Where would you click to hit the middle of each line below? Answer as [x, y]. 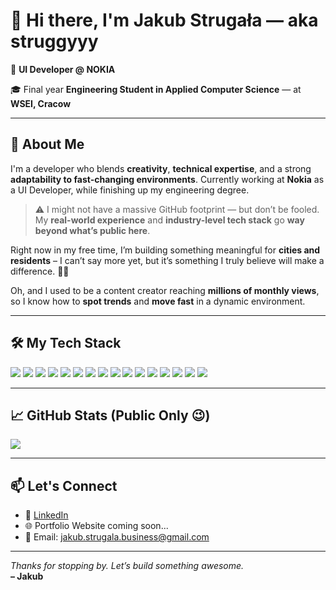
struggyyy [54, 41]
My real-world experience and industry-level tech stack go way [169, 220]
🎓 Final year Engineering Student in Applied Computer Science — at [156, 89]
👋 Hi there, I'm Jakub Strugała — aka [164, 20]
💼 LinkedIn [46, 515]
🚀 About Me [47, 144]
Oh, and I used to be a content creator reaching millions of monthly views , [165, 290]
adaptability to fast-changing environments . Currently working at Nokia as [167, 179]
